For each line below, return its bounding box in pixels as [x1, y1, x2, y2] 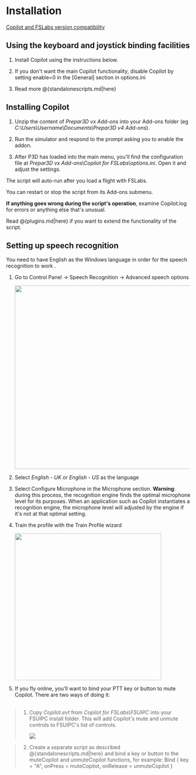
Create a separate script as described [29, 744, 121, 751]
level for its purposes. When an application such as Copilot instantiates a [14, 498, 190, 505]
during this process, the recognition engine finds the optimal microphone [14, 492, 191, 499]
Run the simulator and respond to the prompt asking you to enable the [14, 135, 184, 142]
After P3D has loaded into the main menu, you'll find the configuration [14, 153, 183, 160]
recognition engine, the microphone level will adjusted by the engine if [14, 504, 184, 511]
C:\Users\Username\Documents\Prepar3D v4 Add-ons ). [14, 124, 150, 131]
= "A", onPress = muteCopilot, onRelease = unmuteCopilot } [29, 763, 173, 770]
